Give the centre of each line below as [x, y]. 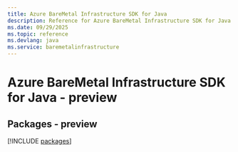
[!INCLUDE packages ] [40, 141]
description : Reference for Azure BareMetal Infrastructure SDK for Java [119, 21]
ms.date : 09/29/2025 [38, 27]
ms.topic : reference [38, 34]
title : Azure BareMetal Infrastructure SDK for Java [87, 14]
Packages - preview [52, 124]
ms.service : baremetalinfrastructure [63, 47]
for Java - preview [62, 98]
